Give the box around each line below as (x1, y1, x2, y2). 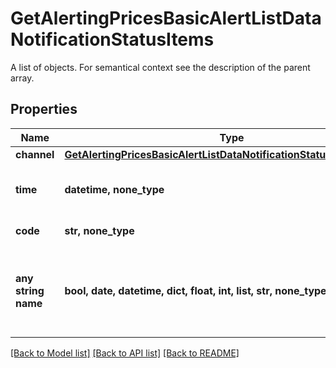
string (15, 283, 45, 297)
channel (15, 147, 55, 161)
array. (10, 72, 35, 84)
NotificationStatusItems (10, 28, 215, 51)
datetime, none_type (64, 182, 165, 196)
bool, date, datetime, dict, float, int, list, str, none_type (64, 283, 327, 297)
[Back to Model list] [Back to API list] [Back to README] (10, 347, 240, 359)
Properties (10, 101, 78, 118)
